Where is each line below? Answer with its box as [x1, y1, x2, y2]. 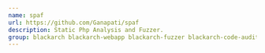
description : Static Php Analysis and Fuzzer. [8, 26, 164, 34]
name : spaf [8, 11, 44, 19]
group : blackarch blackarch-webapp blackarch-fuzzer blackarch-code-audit [8, 33, 259, 41]
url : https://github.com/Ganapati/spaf [8, 19, 140, 26]
